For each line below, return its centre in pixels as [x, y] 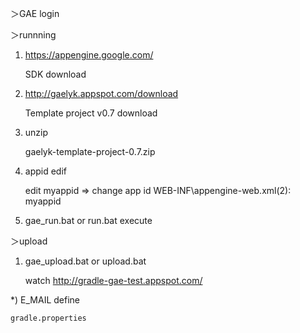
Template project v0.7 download [91, 113]
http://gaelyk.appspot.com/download [101, 93]
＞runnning [33, 35]
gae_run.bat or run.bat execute [88, 220]
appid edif [46, 171]
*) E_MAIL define [45, 300]
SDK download [55, 74]
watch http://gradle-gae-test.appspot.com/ [113, 280]
